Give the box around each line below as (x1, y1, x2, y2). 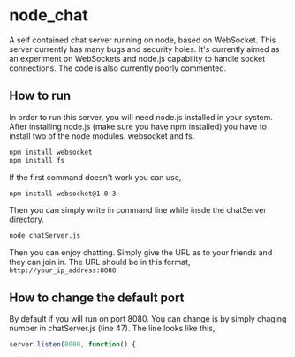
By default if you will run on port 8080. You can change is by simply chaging (9, 314, 287, 324)
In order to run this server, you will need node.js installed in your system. (9, 111, 274, 122)
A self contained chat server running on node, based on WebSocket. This (9, 34, 276, 45)
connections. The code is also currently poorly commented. (9, 63, 227, 73)
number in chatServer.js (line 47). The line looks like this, (9, 323, 216, 334)
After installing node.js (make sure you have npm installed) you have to (9, 121, 268, 132)
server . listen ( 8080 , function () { (9, 340, 137, 349)
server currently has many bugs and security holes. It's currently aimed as (9, 43, 280, 54)
